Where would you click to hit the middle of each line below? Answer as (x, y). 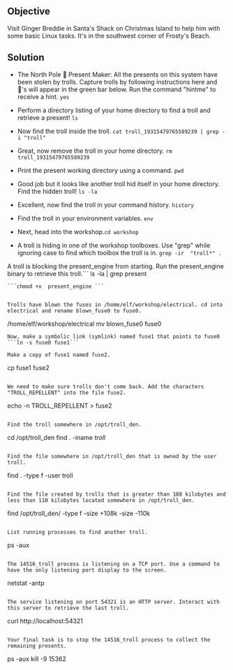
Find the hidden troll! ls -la (57, 191)
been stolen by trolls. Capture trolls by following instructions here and (117, 82)
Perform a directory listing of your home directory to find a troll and (114, 110)
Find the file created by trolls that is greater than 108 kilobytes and (117, 494)
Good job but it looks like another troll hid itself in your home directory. (118, 183)
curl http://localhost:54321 (45, 620)
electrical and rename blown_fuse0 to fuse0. (74, 311)
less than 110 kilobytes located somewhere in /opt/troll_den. (101, 500)
